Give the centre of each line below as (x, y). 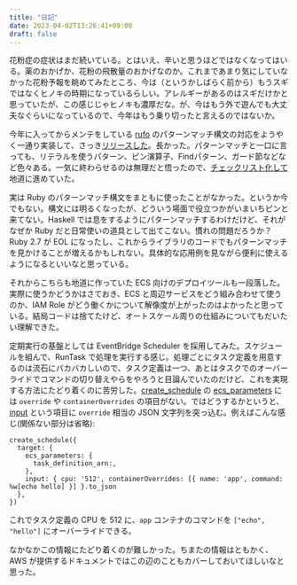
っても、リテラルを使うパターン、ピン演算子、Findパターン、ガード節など (144, 157)
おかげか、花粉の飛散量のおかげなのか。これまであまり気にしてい (160, 71)
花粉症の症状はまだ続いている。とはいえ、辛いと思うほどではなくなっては (145, 60)
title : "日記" (34, 17)
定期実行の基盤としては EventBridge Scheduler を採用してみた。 (127, 346)
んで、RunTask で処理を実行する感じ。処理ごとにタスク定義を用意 (153, 357)
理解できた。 (40, 327)
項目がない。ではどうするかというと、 (214, 402)
